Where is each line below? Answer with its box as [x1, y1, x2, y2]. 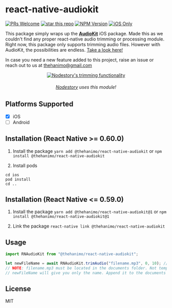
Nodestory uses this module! [55, 84, 117, 90]
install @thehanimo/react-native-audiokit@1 [12, 214, 110, 219]
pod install [5, 177, 31, 182]
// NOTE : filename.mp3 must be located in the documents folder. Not [5, 265, 157, 271]
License [5, 284, 31, 293]
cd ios [5, 172, 19, 177]
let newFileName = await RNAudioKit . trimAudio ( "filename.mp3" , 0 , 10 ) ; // [5, 261, 168, 266]
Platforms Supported [5, 100, 74, 109]
